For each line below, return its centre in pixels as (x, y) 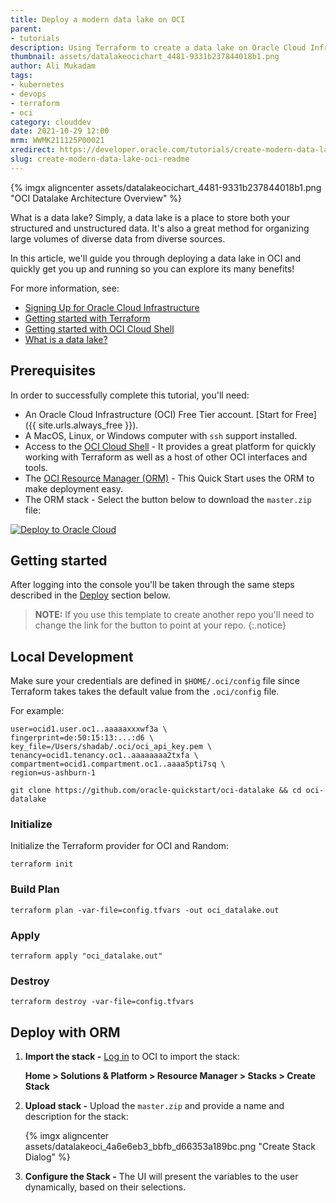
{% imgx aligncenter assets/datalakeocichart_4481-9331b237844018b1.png (166, 187)
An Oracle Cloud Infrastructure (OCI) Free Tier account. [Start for (158, 414)
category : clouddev (51, 122)
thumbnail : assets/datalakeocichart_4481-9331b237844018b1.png (145, 57)
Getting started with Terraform (87, 318)
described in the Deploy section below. (90, 595)
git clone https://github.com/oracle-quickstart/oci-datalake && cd (156, 791)
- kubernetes (37, 85)
